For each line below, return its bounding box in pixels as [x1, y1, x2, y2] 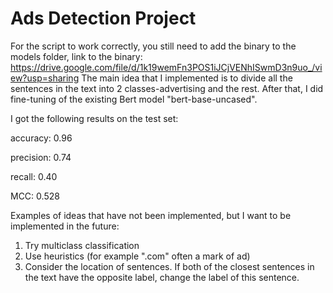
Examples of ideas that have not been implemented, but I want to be [10, 209, 292, 221]
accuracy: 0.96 [10, 132, 73, 144]
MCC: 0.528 [10, 190, 60, 202]
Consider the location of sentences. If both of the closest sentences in [24, 260, 315, 272]
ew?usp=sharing [10, 72, 80, 84]
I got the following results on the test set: [10, 112, 179, 124]
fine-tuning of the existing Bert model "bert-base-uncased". [10, 93, 258, 105]
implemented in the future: [10, 220, 120, 232]
